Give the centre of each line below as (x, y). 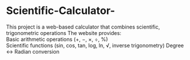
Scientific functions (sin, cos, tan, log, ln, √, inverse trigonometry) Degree (95, 45)
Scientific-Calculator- (61, 11)
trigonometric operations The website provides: (64, 33)
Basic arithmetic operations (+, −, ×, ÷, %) (57, 39)
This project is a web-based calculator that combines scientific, (83, 27)
